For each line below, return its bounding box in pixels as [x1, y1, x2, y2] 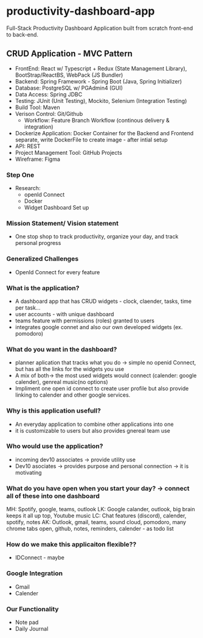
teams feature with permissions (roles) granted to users [15, 317, 155, 324]
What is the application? [6, 283, 80, 292]
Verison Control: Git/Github [15, 110, 83, 117]
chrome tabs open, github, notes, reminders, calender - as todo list [6, 525, 174, 533]
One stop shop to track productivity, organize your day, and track [15, 233, 179, 240]
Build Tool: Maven [15, 104, 60, 111]
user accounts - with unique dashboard [15, 310, 114, 317]
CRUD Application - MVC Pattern [6, 49, 132, 59]
